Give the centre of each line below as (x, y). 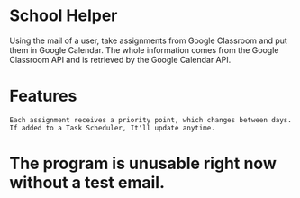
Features (43, 96)
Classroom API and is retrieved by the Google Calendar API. (120, 59)
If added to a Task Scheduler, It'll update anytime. (113, 128)
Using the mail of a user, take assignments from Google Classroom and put (149, 40)
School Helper (64, 16)
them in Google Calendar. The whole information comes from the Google (144, 49)
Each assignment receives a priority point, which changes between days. (151, 120)
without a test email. (87, 183)
